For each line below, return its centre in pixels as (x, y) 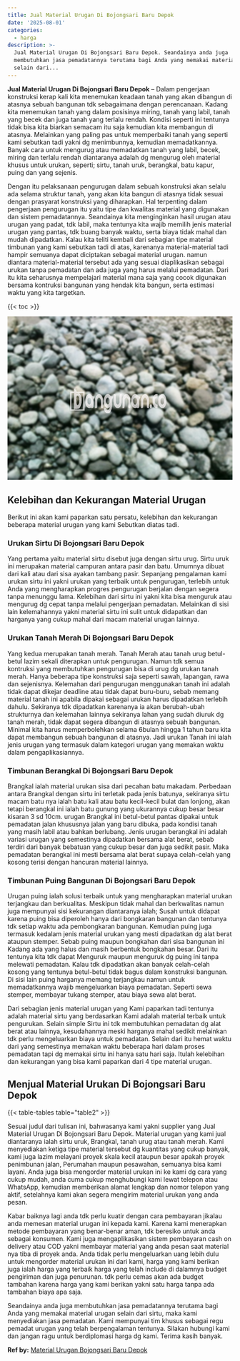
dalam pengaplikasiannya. (46, 752)
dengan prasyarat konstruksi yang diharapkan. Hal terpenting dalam (107, 201)
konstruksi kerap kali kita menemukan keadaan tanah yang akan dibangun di (120, 96)
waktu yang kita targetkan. (46, 292)
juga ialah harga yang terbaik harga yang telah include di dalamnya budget (117, 1269)
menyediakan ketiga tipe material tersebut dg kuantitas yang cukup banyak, (119, 1149)
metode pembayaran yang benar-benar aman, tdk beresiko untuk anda (111, 1231)
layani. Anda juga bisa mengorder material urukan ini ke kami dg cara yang (117, 1172)
